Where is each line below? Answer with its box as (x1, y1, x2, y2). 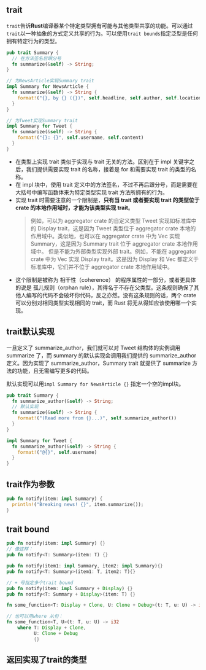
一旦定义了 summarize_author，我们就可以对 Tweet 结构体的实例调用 (6, 344, 181, 351)
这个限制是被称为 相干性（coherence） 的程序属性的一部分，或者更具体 (15, 276, 196, 283)
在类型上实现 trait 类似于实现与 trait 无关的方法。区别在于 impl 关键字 (15, 158, 189, 165)
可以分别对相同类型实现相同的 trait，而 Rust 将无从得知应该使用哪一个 (15, 299, 192, 306)
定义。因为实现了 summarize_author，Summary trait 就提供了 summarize (6, 359, 191, 367)
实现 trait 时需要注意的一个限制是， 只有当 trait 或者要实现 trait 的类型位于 (15, 196, 200, 203)
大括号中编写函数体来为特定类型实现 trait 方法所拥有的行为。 (15, 189, 169, 196)
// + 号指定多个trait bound (6, 580, 74, 586)
